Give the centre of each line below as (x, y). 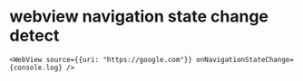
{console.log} (36, 67)
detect (34, 36)
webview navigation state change (139, 17)
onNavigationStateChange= (245, 59)
